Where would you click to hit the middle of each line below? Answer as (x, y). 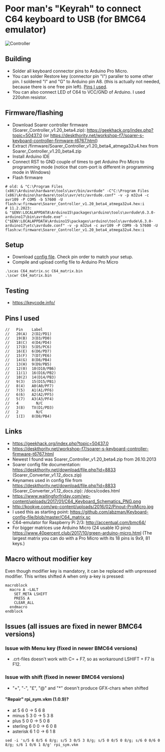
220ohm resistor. (30, 97)
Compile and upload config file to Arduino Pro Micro (65, 262)
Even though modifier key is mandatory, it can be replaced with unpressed (81, 571)
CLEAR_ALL (24, 602)
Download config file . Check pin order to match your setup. (73, 257)
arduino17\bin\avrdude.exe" (34, 217)
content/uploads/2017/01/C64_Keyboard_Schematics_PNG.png (77, 501)
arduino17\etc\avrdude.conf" (35, 225)
